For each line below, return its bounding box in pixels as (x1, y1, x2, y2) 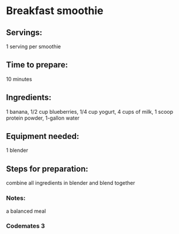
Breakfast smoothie (6, 4, 104, 18)
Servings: (6, 28, 43, 38)
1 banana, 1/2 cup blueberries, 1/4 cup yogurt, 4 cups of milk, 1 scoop (6, 108, 174, 115)
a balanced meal (6, 207, 46, 215)
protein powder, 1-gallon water (6, 114, 80, 121)
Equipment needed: (6, 131, 80, 141)
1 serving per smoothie (6, 43, 61, 50)
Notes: (6, 194, 26, 202)
